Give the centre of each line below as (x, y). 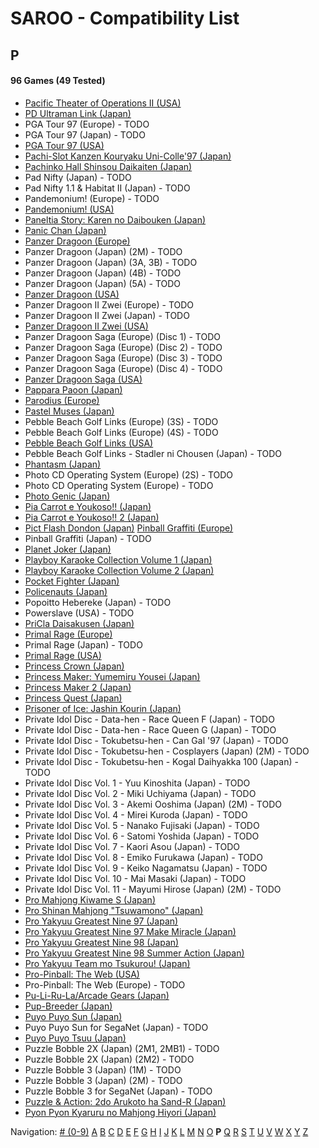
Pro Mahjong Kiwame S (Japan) (90, 899)
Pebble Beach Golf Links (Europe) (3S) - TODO (121, 421)
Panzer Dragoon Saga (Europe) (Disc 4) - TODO (123, 368)
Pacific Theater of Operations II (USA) (103, 103)
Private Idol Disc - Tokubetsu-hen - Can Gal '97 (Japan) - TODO (156, 740)
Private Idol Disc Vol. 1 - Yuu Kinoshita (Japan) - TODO (137, 783)
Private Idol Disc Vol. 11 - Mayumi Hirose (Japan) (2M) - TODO (153, 889)
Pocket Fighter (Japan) (72, 581)
